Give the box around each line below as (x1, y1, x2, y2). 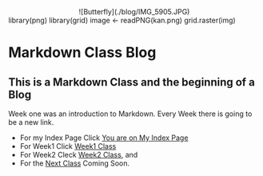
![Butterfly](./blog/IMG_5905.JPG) (78, 7, 190, 16)
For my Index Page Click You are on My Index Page (19, 133, 189, 142)
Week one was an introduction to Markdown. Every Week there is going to (8, 109, 253, 118)
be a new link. (8, 118, 54, 126)
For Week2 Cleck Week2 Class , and (19, 150, 138, 159)
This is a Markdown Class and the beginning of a (8, 75, 256, 89)
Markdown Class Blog (8, 43, 157, 62)
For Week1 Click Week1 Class (19, 142, 117, 150)
